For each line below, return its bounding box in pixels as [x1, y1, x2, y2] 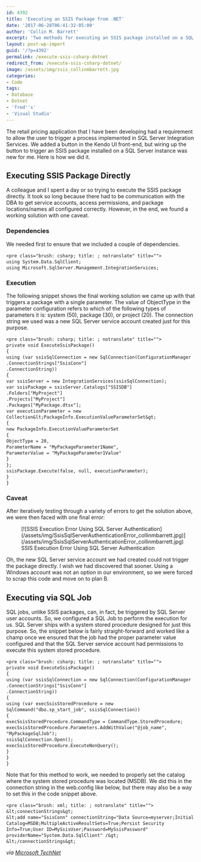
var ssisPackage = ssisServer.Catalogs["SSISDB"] [6, 384, 133, 390]
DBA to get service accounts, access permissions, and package [6, 199, 164, 207]
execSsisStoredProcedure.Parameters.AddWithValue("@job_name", [6, 725, 167, 731]
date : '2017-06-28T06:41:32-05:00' [6, 22, 95, 28]
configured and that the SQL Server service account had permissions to [6, 641, 184, 648]
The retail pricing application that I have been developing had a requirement [6, 128, 193, 135]
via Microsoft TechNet [6, 849, 61, 856]
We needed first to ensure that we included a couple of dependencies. [6, 240, 180, 248]
